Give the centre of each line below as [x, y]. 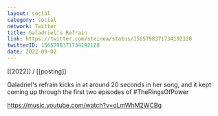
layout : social [29, 13]
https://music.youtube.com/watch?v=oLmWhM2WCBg [85, 105]
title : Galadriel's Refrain [47, 33]
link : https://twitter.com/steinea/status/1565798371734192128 [100, 39]
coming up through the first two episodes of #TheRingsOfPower [98, 92]
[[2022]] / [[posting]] [37, 71]
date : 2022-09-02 [32, 52]
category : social [32, 20]
